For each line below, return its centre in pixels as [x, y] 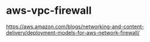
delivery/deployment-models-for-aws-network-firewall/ [73, 32]
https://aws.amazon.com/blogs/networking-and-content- [75, 26]
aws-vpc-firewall [49, 11]
